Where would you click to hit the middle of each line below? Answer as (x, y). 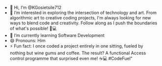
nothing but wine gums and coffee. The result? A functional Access (78, 53)
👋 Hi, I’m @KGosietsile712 (36, 8)
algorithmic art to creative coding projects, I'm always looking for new (80, 18)
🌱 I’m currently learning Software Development (57, 35)
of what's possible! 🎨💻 (33, 28)
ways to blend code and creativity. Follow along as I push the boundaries (83, 23)
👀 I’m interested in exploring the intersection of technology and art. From (83, 13)
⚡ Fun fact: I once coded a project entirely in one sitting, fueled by (76, 46)
